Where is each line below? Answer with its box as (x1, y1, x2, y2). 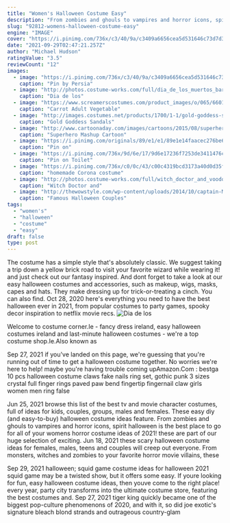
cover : (7, 36, 26, 42)
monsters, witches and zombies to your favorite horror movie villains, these (7, 451, 220, 459)
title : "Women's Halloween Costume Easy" (7, 10, 127, 17)
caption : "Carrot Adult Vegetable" (19, 106, 121, 112)
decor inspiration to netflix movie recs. (7, 309, 116, 317)
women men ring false (7, 387, 71, 395)
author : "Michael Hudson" (7, 49, 81, 56)
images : (7, 67, 29, 74)
